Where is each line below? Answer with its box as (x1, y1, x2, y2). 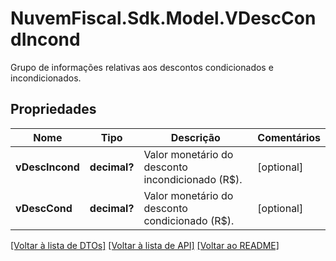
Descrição (170, 130, 221, 144)
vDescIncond (15, 160, 80, 174)
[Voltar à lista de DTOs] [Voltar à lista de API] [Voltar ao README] (10, 239, 280, 251)
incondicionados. (10, 72, 82, 84)
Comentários (257, 130, 321, 144)
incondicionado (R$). (143, 172, 243, 186)
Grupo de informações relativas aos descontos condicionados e (10, 61, 274, 73)
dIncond (10, 28, 81, 51)
